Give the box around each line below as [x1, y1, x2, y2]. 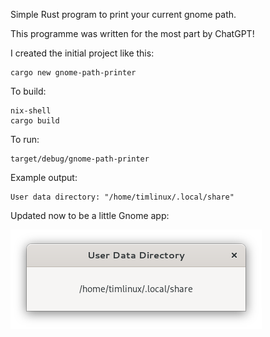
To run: [10, 134, 40, 145]
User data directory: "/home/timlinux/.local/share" [10, 192, 235, 202]
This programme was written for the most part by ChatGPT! [10, 28, 255, 39]
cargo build [10, 116, 60, 126]
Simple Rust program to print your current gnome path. [10, 9, 237, 20]
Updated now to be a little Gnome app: [10, 210, 170, 221]
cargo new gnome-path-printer [10, 68, 137, 78]
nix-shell [10, 106, 52, 116]
